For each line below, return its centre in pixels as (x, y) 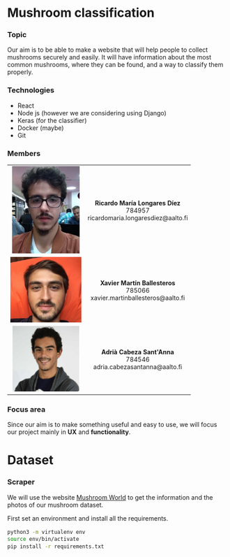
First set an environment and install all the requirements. (88, 518)
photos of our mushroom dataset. (55, 505)
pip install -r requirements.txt (56, 547)
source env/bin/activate (43, 540)
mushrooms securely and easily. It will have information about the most (109, 57)
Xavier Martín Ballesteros (138, 283)
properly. (20, 72)
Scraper (21, 482)
